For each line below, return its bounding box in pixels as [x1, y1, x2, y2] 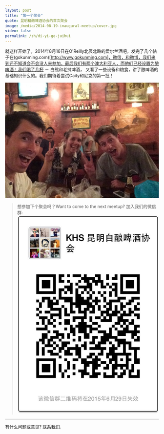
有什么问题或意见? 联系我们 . [5, 424, 61, 430]
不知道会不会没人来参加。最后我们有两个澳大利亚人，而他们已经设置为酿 [13, 61, 159, 66]
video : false [5, 28, 32, 34]
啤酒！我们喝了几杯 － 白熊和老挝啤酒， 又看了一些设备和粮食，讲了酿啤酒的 [5, 66, 159, 72]
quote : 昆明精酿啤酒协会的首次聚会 [5, 18, 68, 23]
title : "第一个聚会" [5, 13, 43, 18]
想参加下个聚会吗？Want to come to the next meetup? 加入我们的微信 [17, 204, 156, 209]
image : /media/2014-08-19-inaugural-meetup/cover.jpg [5, 23, 117, 28]
